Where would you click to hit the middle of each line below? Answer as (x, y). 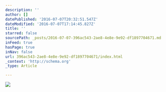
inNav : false (19, 52)
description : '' (22, 10)
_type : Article (21, 66)
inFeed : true (19, 43)
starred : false (21, 33)
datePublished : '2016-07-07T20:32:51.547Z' (52, 19)
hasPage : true (20, 47)
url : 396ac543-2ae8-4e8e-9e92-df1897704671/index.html (64, 57)
